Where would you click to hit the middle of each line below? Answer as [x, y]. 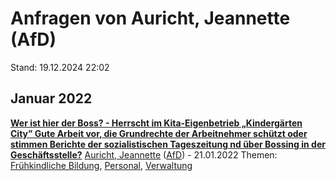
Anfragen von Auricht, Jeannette [150, 18]
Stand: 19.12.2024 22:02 [60, 67]
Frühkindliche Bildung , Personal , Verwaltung [101, 165]
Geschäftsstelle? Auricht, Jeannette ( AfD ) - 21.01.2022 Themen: [144, 154]
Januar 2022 [51, 98]
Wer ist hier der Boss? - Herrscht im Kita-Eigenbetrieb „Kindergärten [156, 123]
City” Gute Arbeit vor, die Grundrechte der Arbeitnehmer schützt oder [159, 133]
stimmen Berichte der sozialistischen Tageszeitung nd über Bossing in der [168, 144]
